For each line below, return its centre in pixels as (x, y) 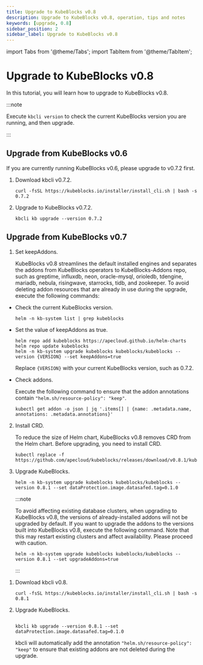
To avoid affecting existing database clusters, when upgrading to (96, 511)
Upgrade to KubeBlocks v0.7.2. (54, 207)
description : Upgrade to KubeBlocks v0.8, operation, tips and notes (96, 18)
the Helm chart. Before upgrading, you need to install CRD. (88, 443)
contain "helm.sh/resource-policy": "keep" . (71, 398)
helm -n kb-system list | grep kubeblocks (69, 319)
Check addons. (34, 380)
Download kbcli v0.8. (41, 582)
